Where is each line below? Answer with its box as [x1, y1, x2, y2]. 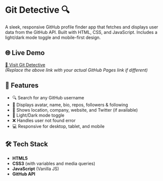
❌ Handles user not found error [12, 117, 76, 123]
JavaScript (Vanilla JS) [12, 166, 59, 172]
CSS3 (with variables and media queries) [12, 161, 96, 167]
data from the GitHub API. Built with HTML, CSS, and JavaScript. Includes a [5, 29, 158, 35]
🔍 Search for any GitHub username [12, 94, 84, 100]
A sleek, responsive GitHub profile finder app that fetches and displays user [5, 24, 159, 30]
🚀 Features [5, 81, 39, 90]
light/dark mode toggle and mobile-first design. [5, 34, 101, 40]
